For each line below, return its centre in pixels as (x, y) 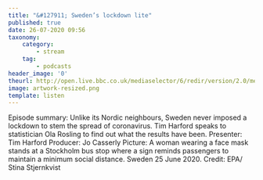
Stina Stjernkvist (34, 167)
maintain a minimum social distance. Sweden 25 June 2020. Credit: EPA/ (125, 159)
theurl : (21, 81)
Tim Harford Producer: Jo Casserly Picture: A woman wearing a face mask (128, 142)
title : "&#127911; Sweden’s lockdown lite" (80, 15)
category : (38, 45)
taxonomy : (24, 37)
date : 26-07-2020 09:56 (47, 30)
